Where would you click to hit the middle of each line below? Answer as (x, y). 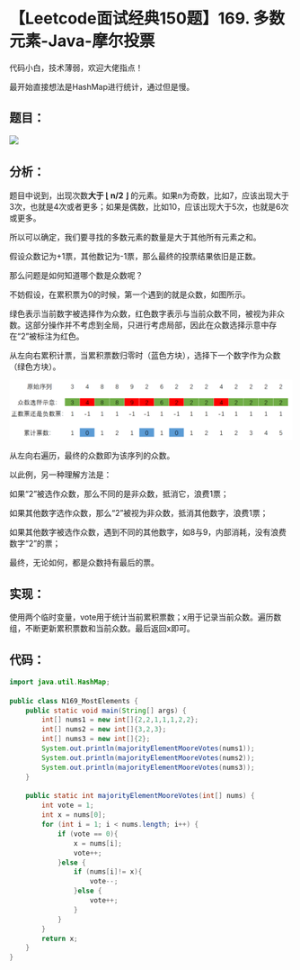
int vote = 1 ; (68, 806)
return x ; (60, 938)
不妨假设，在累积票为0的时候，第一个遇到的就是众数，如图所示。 (130, 295)
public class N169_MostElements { (74, 701)
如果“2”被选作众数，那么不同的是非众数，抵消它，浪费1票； (119, 494)
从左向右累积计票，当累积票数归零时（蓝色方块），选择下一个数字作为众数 (145, 355)
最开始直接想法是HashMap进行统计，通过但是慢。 (102, 86)
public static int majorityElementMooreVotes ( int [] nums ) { (140, 796)
